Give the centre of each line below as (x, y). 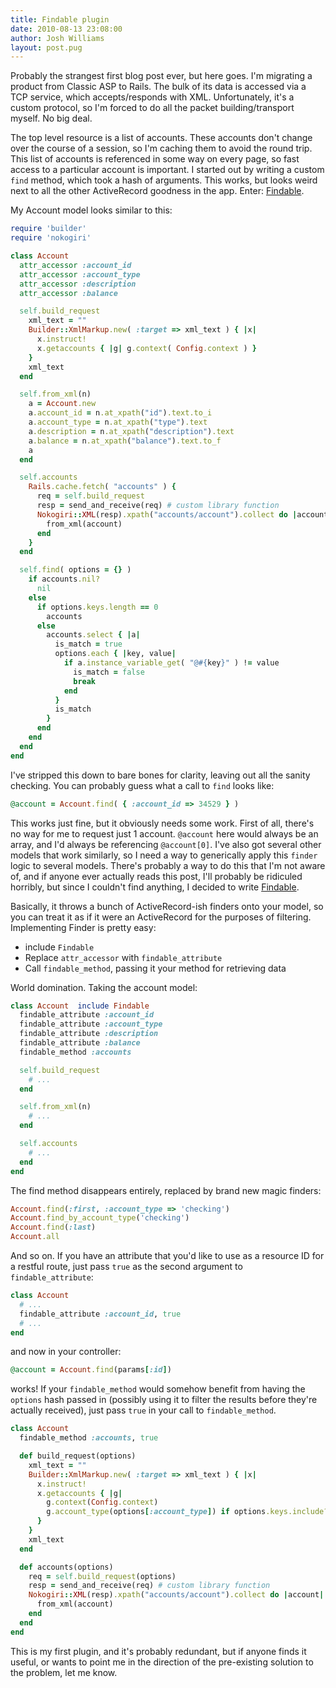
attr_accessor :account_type (80, 274)
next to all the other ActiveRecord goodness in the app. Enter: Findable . (157, 191)
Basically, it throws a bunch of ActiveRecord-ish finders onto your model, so (167, 906)
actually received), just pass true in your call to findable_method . (143, 1410)
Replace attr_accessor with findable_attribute (123, 957)
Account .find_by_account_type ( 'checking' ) (100, 1218)
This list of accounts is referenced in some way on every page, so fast (155, 159)
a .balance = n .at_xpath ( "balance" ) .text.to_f (125, 441)
